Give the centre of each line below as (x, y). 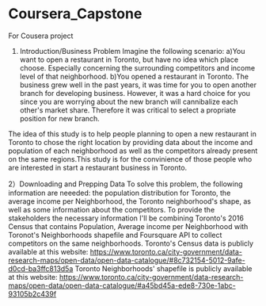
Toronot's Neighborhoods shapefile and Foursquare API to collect (115, 235)
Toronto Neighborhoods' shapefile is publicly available (163, 268)
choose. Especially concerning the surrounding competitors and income (137, 67)
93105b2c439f (32, 293)
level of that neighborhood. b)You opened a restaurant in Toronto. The (134, 76)
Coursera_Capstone (75, 14)
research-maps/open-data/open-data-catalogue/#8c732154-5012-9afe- (127, 260)
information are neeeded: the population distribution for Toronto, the (120, 193)
